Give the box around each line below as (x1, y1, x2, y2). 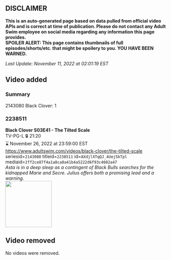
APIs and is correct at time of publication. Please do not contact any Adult (5, 23, 166, 29)
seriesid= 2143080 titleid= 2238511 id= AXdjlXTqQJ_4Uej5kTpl (5, 153, 127, 159)
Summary (5, 91, 31, 98)
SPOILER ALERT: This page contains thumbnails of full (5, 40, 123, 46)
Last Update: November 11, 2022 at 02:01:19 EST (5, 60, 109, 66)
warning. (5, 175, 24, 181)
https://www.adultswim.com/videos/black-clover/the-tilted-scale (5, 147, 143, 154)
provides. (5, 34, 27, 40)
